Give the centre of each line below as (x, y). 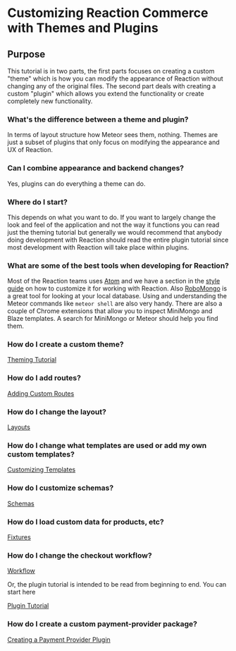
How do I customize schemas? (61, 488)
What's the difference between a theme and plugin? (98, 119)
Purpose (26, 54)
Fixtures (19, 537)
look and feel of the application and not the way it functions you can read (113, 225)
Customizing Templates (42, 470)
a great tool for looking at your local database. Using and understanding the (117, 296)
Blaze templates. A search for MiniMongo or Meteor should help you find (113, 319)
